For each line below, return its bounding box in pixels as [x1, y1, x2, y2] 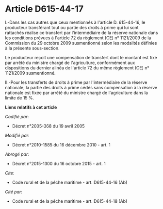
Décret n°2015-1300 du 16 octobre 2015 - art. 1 [12, 161, 106, 166]
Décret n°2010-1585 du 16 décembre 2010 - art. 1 [12, 142, 111, 147]
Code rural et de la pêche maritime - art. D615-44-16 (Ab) [12, 179, 128, 185]
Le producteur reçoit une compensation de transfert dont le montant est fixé [5, 54, 158, 60]
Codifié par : [5, 113, 29, 119]
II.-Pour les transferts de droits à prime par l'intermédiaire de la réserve [5, 79, 147, 85]
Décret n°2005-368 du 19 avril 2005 [12, 123, 85, 129]
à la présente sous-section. [5, 45, 60, 51]
